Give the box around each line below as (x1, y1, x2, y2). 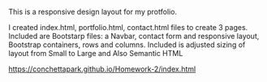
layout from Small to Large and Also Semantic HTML (8, 49, 183, 58)
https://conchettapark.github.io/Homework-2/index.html (8, 64, 196, 74)
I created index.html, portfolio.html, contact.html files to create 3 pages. (8, 23, 248, 32)
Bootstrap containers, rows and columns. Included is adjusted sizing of (8, 40, 246, 50)
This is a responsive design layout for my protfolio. (8, 7, 177, 16)
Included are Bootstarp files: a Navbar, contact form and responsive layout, (8, 32, 260, 41)
